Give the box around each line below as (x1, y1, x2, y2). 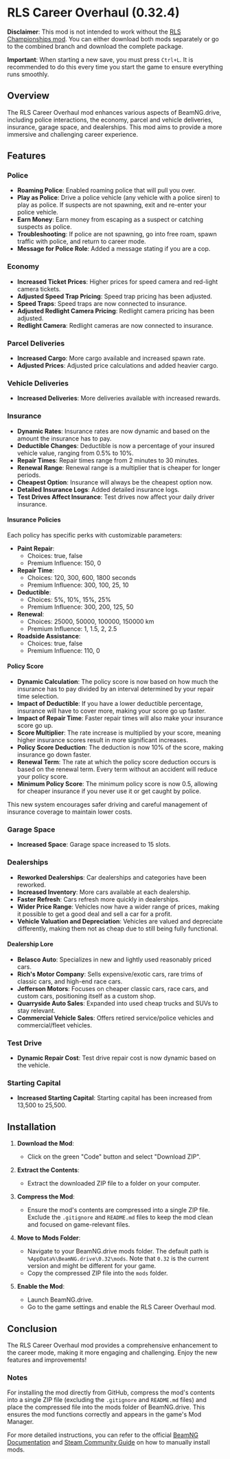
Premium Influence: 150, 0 (27, 559, 102, 567)
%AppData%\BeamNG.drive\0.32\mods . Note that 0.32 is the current (27, 1254, 209, 1262)
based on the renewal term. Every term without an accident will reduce (16, 765, 218, 774)
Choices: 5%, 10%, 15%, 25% (27, 595, 111, 603)
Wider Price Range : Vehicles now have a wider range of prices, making (16, 902, 220, 911)
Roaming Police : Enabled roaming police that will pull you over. (16, 186, 196, 194)
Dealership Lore (7, 940, 54, 948)
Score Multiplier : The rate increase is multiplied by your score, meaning (16, 728, 221, 737)
